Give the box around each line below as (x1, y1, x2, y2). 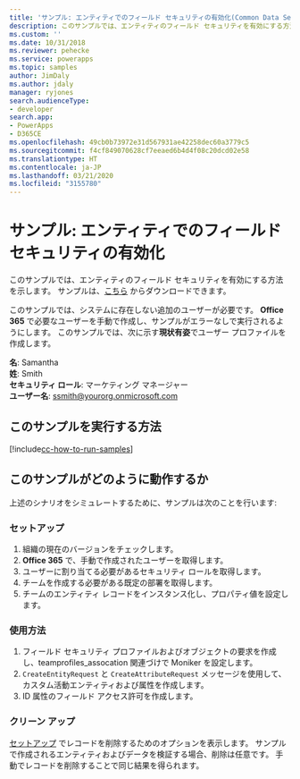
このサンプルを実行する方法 (9, 419, 162, 435)
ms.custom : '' (9, 30, 62, 38)
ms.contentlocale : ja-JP (9, 163, 102, 172)
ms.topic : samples (9, 64, 78, 72)
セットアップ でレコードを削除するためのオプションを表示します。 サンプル (9, 737, 287, 748)
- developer (9, 105, 54, 114)
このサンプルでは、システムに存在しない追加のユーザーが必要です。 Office (9, 305, 284, 316)
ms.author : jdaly (9, 80, 74, 89)
